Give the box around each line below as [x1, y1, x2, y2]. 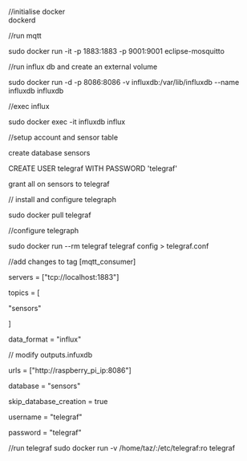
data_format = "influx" [8, 334, 82, 344]
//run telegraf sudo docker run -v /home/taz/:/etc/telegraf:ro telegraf [8, 443, 235, 452]
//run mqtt [8, 31, 42, 40]
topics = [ [8, 288, 40, 297]
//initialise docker [8, 7, 66, 16]
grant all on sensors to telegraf [8, 180, 110, 188]
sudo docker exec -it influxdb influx [8, 117, 126, 127]
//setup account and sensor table [8, 132, 119, 142]
